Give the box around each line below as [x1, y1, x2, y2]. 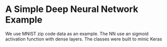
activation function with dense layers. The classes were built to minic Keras [5, 36, 162, 42]
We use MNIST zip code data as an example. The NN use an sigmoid [5, 30, 149, 36]
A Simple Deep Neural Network [5, 3, 138, 15]
